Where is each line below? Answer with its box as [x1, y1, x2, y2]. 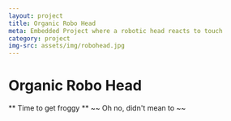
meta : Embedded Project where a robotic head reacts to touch [8, 27, 223, 35]
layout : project [8, 11, 63, 20]
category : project [8, 34, 71, 43]
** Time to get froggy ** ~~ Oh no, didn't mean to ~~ [8, 103, 186, 113]
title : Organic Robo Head [8, 19, 96, 27]
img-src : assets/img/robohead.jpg [8, 42, 126, 50]
